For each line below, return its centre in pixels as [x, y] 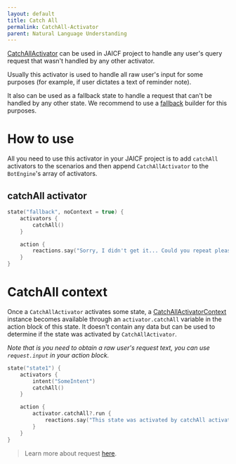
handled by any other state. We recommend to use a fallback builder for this [117, 104]
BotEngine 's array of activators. [52, 174]
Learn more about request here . [71, 453]
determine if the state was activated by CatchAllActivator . [92, 334]
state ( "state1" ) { [34, 368]
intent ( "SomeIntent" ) [64, 381]
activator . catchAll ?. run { [72, 414]
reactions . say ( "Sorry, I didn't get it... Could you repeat [122, 251]
